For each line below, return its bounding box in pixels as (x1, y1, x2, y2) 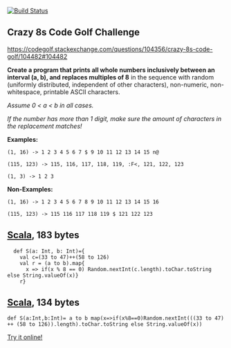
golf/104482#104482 (7, 52, 68, 60)
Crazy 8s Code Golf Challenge (7, 26, 140, 38)
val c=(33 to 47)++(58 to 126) (19, 253, 110, 261)
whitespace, (7, 87, 42, 96)
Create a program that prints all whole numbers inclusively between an (7, 66, 216, 74)
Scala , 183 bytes (7, 229, 80, 241)
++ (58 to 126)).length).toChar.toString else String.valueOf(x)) (7, 321, 203, 328)
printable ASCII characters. (43, 87, 120, 96)
